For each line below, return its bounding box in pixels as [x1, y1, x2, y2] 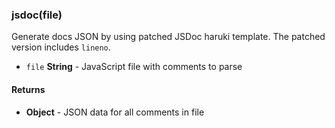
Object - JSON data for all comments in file [25, 106, 205, 118]
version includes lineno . [11, 41, 111, 53]
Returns [11, 83, 46, 95]
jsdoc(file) [11, 8, 63, 22]
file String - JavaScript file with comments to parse [25, 61, 243, 73]
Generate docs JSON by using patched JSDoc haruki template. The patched [11, 31, 326, 43]
